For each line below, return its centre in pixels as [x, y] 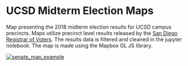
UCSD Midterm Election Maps [80, 11]
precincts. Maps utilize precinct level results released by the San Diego [92, 33]
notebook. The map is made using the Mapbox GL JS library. [79, 46]
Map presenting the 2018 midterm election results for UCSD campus [89, 27]
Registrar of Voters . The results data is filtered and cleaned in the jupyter [94, 39]
